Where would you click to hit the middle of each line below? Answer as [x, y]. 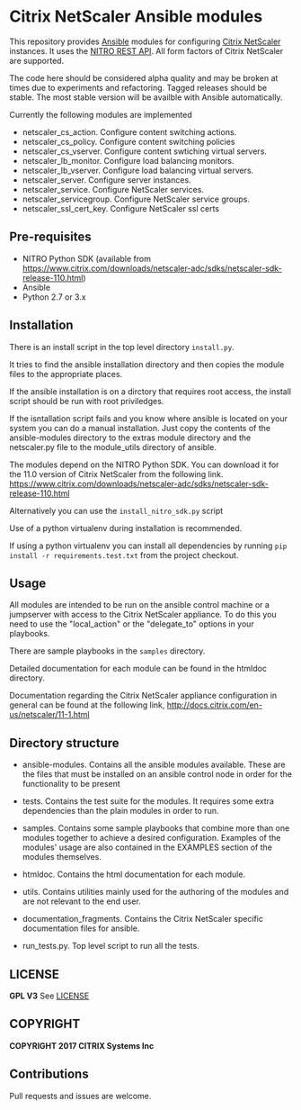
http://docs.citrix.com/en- [215, 705]
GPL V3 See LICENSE [49, 996]
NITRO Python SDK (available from [86, 258]
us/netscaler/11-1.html [49, 715]
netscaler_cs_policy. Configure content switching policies [128, 141]
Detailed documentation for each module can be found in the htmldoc [138, 669]
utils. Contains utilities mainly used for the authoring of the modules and [155, 892]
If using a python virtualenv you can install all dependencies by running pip [148, 546]
